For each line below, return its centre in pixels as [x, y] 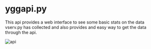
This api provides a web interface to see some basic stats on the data [75, 22]
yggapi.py [26, 9]
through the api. [21, 32]
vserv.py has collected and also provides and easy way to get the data [76, 27]
